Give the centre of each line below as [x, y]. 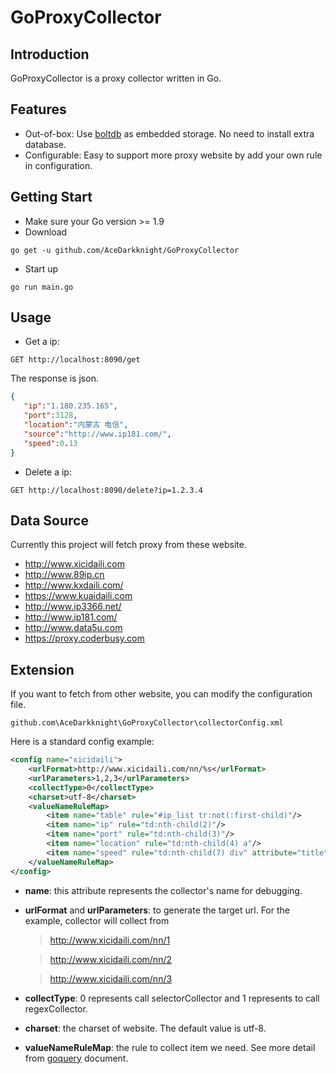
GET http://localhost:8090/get [75, 360]
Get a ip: [42, 342]
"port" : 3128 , [50, 416]
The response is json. [54, 378]
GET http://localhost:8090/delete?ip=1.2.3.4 [106, 490]
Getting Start [51, 197]
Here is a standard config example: [82, 742]
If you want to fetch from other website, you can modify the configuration [161, 694]
